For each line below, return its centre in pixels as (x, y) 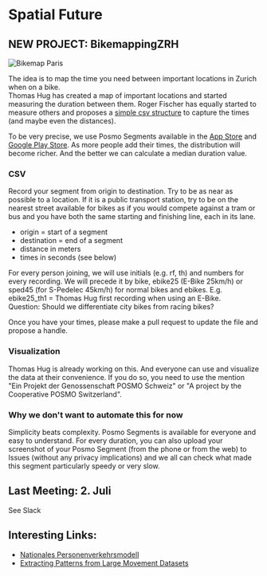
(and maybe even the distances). (62, 121)
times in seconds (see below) (68, 257)
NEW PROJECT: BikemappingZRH (94, 44)
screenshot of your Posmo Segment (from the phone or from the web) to (128, 449)
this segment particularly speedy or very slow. (84, 466)
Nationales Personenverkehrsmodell (79, 554)
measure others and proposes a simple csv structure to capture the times (129, 112)
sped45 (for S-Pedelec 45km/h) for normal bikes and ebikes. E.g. (116, 290)
